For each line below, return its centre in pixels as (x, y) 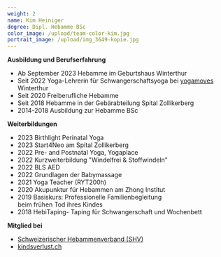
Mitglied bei (25, 225)
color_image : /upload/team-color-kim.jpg (69, 33)
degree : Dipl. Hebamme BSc (47, 27)
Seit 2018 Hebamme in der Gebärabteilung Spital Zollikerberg (106, 103)
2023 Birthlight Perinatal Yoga (60, 138)
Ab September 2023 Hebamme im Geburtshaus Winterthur (102, 74)
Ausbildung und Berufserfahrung (57, 60)
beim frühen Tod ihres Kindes (60, 204)
